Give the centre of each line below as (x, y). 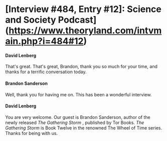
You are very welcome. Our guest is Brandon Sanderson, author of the (78, 117)
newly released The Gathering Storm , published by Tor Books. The (75, 122)
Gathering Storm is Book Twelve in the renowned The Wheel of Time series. (84, 128)
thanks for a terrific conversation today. (46, 72)
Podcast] (77, 20)
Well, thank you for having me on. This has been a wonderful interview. (78, 94)
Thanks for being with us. (32, 133)
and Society (31, 20)
